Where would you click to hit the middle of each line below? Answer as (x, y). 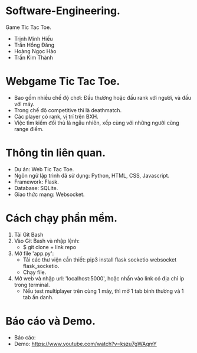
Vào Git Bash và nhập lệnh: (47, 241)
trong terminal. (32, 285)
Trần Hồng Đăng (34, 45)
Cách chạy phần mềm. (62, 218)
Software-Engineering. (63, 11)
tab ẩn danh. (38, 297)
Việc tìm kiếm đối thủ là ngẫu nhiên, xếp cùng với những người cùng (96, 123)
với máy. (24, 104)
